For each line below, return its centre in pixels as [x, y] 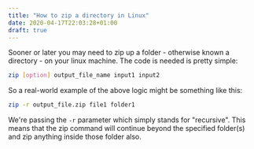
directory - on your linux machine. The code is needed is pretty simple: [123, 61]
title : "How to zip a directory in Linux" [79, 15]
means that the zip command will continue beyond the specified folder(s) [127, 129]
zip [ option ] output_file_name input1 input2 [84, 76]
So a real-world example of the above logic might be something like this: [125, 91]
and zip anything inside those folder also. [75, 137]
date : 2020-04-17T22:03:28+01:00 [63, 23]
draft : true [28, 30]
